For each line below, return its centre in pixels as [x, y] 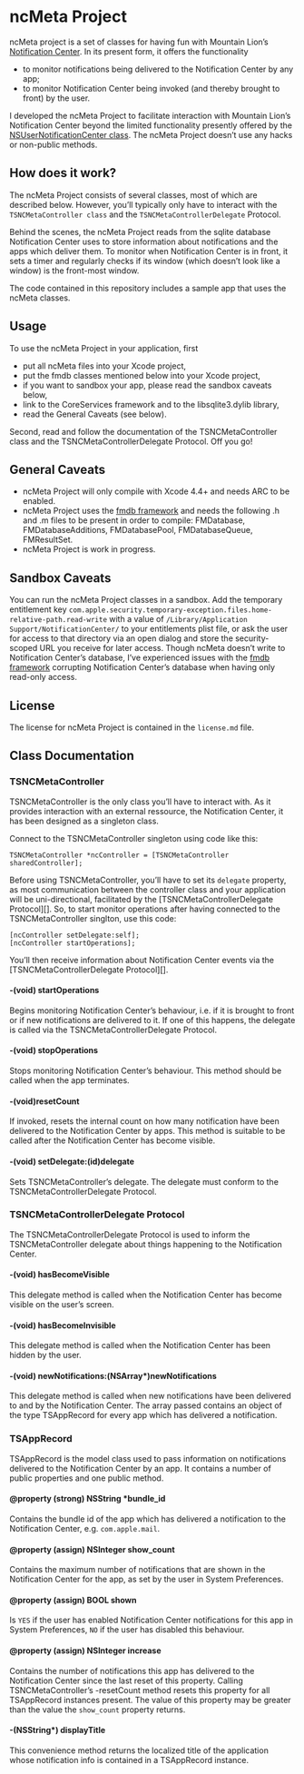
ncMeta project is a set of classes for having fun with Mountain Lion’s [139, 42]
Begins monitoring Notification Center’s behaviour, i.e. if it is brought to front [152, 1010]
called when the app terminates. [69, 1080]
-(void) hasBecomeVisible [60, 1275]
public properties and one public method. [87, 1478]
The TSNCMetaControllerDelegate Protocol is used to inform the [130, 1234]
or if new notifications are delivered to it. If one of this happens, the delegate [152, 1020]
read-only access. [43, 677]
